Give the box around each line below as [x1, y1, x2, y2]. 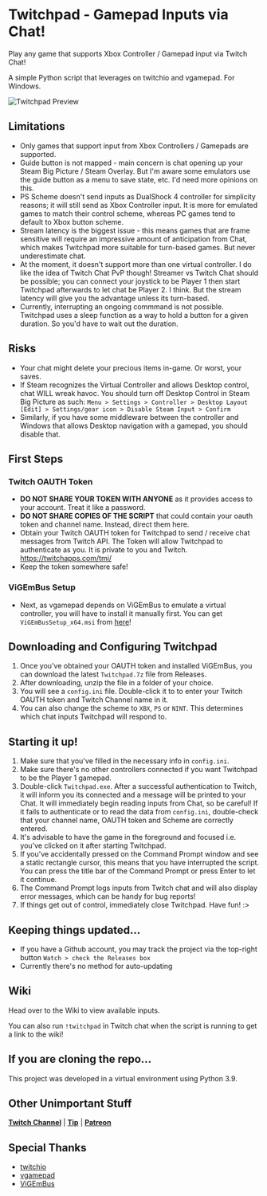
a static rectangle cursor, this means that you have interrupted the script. [19, 858, 260, 868]
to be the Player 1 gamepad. [19, 773, 112, 782]
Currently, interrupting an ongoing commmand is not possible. [19, 301, 225, 312]
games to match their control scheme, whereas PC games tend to [19, 209, 236, 218]
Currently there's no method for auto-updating [19, 961, 173, 971]
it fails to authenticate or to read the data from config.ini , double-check [19, 807, 259, 817]
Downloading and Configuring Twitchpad [8, 640, 218, 653]
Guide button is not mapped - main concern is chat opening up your [19, 158, 243, 167]
